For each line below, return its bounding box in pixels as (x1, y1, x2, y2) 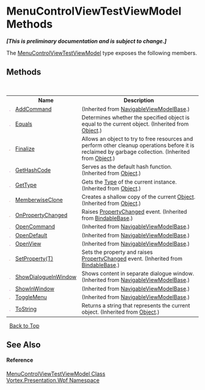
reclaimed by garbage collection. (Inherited (81, 148, 190, 155)
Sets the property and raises (81, 248, 153, 256)
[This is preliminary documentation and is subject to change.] (6, 37, 167, 45)
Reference (6, 356, 34, 364)
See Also (6, 339, 41, 350)
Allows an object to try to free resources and (81, 135, 193, 142)
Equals (15, 120, 32, 128)
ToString (15, 305, 37, 312)
